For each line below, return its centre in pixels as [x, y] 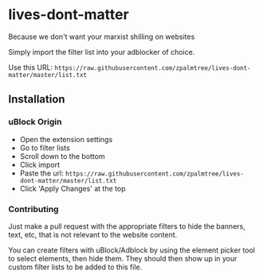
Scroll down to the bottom [62, 156]
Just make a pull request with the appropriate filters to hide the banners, [127, 226]
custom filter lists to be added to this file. [75, 267]
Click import [40, 164]
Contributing [33, 209]
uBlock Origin [35, 122]
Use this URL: [31, 67]
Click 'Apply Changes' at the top [73, 188]
